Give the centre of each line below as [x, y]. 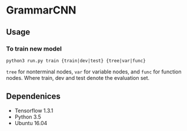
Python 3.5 [28, 117]
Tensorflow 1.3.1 [34, 110]
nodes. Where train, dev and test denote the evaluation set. [78, 78]
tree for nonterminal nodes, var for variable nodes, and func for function [94, 72]
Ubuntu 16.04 [31, 123]
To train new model [34, 49]
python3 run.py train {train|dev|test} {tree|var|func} [76, 61]
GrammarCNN [41, 10]
